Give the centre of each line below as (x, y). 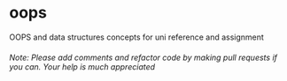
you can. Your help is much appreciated (82, 66)
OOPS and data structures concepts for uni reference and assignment (136, 37)
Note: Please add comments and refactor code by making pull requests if (143, 57)
